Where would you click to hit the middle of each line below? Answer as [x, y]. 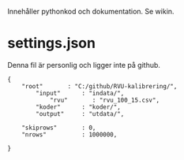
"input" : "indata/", [80, 93]
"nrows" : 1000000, [69, 134]
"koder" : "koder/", [79, 107]
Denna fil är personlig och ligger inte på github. [84, 65]
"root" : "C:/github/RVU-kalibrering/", [100, 86]
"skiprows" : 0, [59, 128]
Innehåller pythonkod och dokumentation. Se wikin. [91, 11]
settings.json [52, 43]
